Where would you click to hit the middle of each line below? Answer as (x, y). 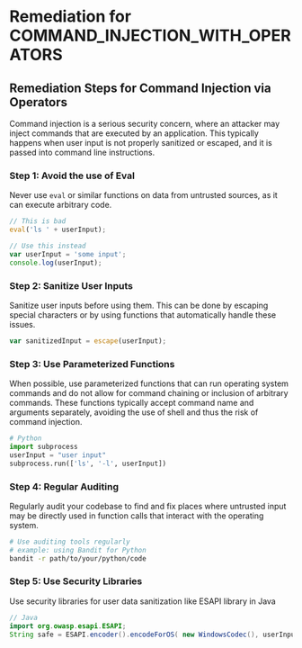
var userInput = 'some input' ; (68, 254)
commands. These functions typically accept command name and (132, 403)
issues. (22, 324)
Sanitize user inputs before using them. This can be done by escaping (139, 305)
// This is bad (38, 221)
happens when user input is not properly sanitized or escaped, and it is (141, 143)
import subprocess (44, 447)
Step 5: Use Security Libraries (76, 581)
